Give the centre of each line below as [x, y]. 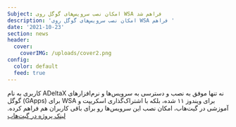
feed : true [30, 73]
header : [19, 40]
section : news [28, 34]
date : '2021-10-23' [36, 27]
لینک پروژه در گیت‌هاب [36, 115]
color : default [36, 66]
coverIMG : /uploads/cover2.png [66, 54]
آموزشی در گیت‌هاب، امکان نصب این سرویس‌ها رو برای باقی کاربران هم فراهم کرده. [118, 108]
